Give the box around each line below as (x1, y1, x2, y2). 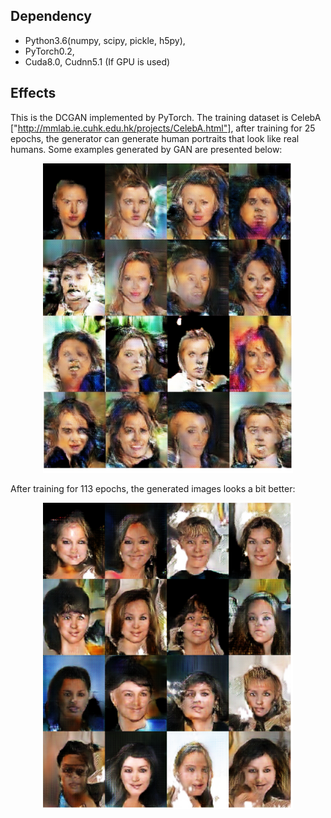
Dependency (10, 8, 92, 25)
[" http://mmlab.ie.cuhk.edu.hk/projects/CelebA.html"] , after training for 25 (10, 122, 316, 134)
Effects (10, 85, 57, 102)
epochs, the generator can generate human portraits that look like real (10, 132, 300, 144)
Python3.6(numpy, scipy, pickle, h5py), (24, 34, 186, 46)
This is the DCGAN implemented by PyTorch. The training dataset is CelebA (10, 111, 322, 123)
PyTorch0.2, (24, 45, 75, 57)
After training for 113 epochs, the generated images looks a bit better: (10, 482, 296, 494)
